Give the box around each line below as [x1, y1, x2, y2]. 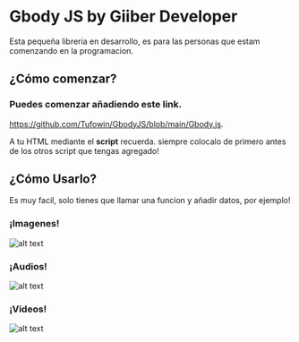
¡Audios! [9, 260, 47, 272]
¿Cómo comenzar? [9, 72, 117, 87]
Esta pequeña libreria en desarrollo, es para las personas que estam [9, 36, 261, 47]
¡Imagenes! [9, 218, 60, 230]
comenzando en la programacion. [9, 45, 134, 56]
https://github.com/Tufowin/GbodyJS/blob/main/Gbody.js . [9, 118, 224, 129]
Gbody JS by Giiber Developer [9, 6, 238, 27]
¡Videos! [9, 303, 47, 315]
